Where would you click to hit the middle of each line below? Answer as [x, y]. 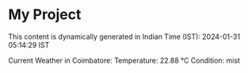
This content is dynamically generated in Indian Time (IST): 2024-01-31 [124, 36]
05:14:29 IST [29, 44]
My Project [45, 15]
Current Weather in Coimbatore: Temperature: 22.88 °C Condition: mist [124, 60]
